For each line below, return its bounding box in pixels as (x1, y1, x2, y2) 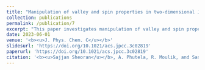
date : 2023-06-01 (6, 32, 51, 38)
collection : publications (6, 15, 72, 21)
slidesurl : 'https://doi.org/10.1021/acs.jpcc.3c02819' (6, 43, 151, 49)
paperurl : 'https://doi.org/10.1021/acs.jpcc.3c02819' (6, 49, 149, 55)
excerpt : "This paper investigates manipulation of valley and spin (6, 26, 184, 32)
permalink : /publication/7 (6, 20, 75, 26)
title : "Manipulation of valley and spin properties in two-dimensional (6, 9, 195, 15)
